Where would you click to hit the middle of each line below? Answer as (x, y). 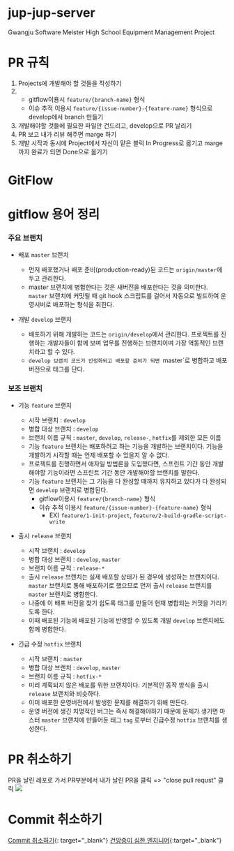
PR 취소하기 (40, 760)
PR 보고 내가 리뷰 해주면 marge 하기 (67, 134)
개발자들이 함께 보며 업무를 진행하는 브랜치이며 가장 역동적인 (129, 343)
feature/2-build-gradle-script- (180, 516)
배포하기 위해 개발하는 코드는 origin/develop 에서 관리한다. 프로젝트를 (124, 334)
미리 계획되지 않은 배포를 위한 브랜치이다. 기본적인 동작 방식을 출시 (118, 685)
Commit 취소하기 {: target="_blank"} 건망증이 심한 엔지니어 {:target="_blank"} (115, 840)
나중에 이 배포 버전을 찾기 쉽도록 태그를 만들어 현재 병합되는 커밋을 (118, 602)
